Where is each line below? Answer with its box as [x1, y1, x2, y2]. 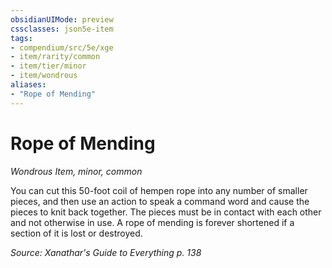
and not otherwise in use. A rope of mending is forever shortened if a [10, 216, 295, 228]
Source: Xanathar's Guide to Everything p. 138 [10, 246, 202, 258]
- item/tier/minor [10, 61, 87, 71]
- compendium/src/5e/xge [10, 42, 114, 53]
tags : [10, 33, 33, 43]
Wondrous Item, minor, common [10, 165, 143, 177]
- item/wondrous [10, 71, 78, 81]
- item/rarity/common [10, 52, 101, 62]
